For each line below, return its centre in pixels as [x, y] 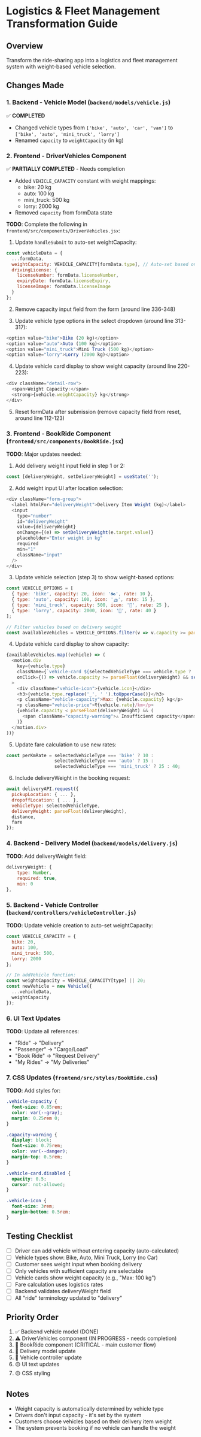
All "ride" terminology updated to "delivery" [68, 1298]
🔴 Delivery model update [45, 1351]
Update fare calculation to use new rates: [66, 745]
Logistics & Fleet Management [83, 11]
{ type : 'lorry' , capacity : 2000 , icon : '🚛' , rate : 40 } [84, 610]
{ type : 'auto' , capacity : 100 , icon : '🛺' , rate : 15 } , [83, 600]
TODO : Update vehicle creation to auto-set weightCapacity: [80, 925]
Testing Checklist [39, 1236]
